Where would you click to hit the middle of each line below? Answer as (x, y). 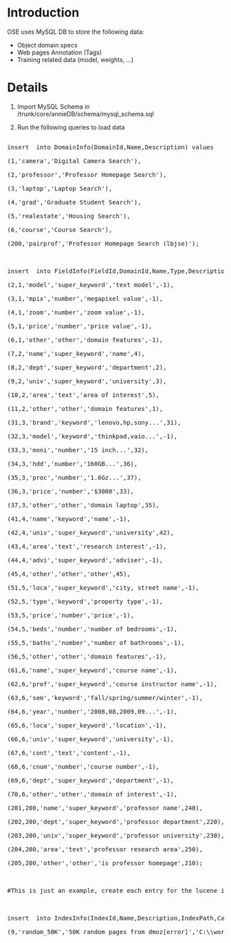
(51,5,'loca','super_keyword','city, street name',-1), (103, 587)
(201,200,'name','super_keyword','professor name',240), (105, 808)
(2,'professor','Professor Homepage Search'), (87, 174)
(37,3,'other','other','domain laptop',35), (84, 505)
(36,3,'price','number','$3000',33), (71, 491)
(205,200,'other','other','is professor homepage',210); (105, 863)
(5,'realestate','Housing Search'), (69, 216)
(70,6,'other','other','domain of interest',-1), (92, 794)
